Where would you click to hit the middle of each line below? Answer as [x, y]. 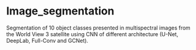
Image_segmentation [60, 11]
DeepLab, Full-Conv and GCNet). [47, 40]
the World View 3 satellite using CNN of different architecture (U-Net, [92, 34]
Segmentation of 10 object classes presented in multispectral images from [99, 28]
